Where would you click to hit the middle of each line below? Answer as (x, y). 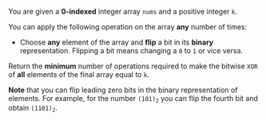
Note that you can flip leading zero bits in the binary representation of (123, 90)
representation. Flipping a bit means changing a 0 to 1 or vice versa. (131, 50)
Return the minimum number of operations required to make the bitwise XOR (133, 66)
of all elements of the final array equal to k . (79, 74)
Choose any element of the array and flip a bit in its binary (117, 42)
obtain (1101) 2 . (33, 108)
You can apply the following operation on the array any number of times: (128, 27)
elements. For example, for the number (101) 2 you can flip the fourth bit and (133, 99)
